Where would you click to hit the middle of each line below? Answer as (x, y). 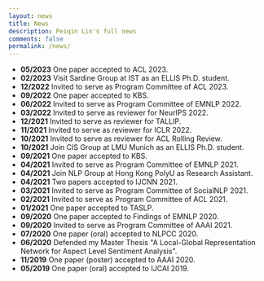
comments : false (36, 39)
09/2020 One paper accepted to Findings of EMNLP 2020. (119, 217)
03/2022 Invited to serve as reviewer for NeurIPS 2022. (114, 113)
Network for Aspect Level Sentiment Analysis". (99, 251)
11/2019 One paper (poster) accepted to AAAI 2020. (108, 260)
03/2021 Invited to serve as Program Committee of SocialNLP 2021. (134, 191)
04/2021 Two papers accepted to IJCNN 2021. (99, 182)
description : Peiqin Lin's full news (73, 31)
